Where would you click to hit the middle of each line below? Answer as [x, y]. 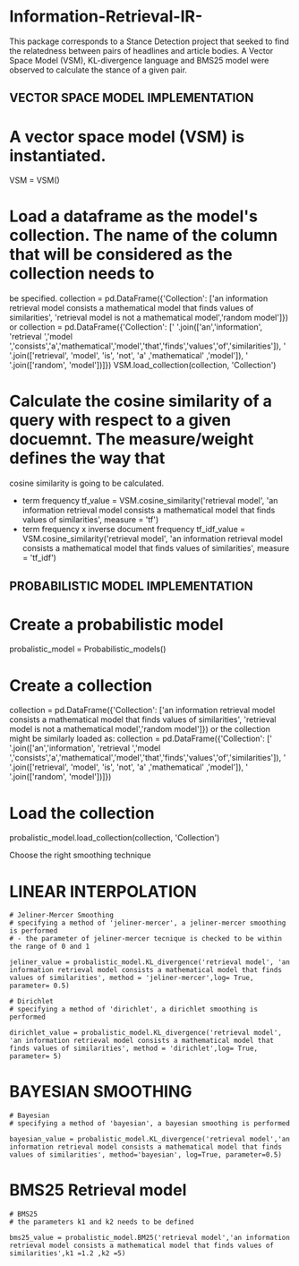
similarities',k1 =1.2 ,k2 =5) [68, 1253]
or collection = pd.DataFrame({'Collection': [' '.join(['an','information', [136, 327]
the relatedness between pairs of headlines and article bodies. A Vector [141, 50]
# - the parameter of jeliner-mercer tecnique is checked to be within [145, 939]
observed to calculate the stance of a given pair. [98, 70]
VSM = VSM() [34, 180]
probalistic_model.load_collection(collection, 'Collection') [115, 838]
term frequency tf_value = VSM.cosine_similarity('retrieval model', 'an [150, 501]
